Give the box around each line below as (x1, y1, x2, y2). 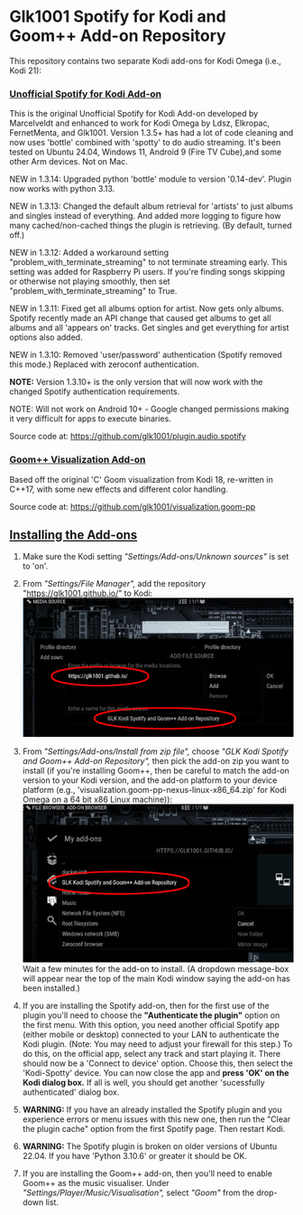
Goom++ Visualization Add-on (9, 454, 146, 466)
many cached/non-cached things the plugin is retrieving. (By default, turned (9, 220, 292, 231)
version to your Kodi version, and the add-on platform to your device (22, 775, 278, 786)
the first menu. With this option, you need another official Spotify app (22, 1020, 280, 1031)
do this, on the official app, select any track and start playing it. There (22, 1049, 281, 1060)
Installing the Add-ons (9, 527, 138, 542)
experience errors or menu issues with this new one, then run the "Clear (22, 1114, 291, 1125)
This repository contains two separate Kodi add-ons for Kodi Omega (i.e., (9, 55, 281, 66)
